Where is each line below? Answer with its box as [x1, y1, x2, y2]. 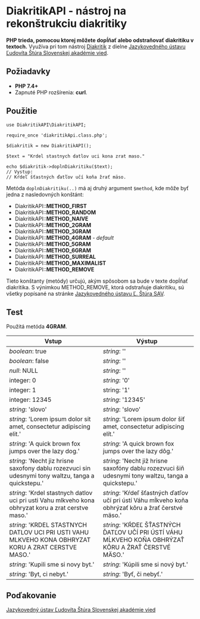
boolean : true [9, 347, 47, 355]
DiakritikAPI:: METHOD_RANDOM [14, 209, 96, 216]
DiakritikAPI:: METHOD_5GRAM [14, 240, 91, 247]
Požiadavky [6, 67, 51, 77]
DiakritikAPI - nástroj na [6, 4, 127, 18]
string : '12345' [103, 395, 146, 404]
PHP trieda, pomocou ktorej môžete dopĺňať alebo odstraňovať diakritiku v [6, 36, 194, 44]
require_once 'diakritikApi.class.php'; [6, 132, 108, 138]
